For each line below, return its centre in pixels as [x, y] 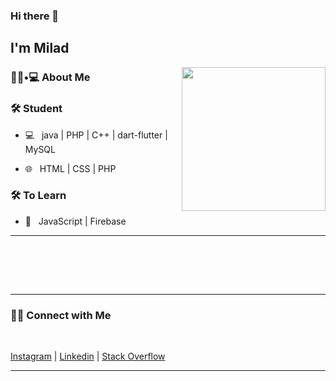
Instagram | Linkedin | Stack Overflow [88, 356]
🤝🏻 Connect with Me [61, 315]
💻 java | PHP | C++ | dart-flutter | [96, 135]
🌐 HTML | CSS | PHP [70, 168]
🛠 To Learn [38, 196]
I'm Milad [40, 48]
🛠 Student [36, 109]
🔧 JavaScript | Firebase [75, 221]
